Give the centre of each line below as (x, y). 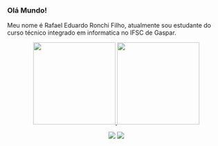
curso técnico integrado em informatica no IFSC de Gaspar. (92, 33)
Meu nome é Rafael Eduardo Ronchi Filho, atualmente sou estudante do (109, 26)
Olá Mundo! (27, 10)
